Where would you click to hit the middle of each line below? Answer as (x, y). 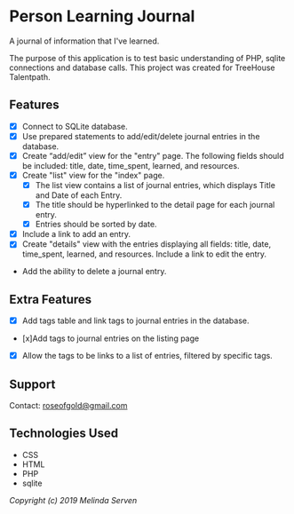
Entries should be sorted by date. (96, 225)
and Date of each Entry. (79, 195)
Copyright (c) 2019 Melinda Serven (73, 500)
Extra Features (51, 299)
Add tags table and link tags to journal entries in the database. (136, 320)
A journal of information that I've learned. (84, 41)
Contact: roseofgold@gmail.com (68, 406)
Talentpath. (30, 76)
